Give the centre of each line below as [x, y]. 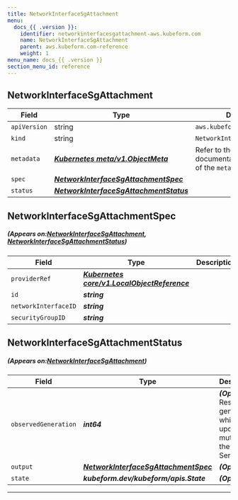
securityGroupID [38, 317]
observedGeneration [44, 425]
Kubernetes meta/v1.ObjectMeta [111, 159]
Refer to [208, 150]
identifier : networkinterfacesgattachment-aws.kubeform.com [110, 34]
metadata [25, 159]
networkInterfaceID [44, 306]
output [22, 467]
